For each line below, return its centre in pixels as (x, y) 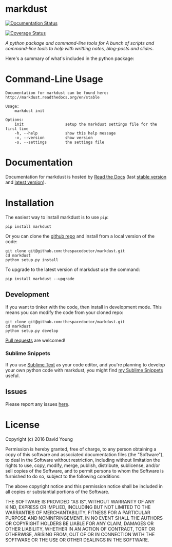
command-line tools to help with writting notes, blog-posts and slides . (80, 48)
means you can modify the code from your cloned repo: (64, 312)
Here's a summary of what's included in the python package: (70, 58)
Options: (15, 120)
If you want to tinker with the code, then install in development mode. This (84, 307)
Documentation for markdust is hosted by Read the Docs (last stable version (86, 177)
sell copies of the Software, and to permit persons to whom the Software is (85, 471)
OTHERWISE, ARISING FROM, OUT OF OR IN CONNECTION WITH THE (80, 534)
